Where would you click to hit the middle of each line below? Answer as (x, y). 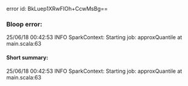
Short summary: (27, 57)
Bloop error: (24, 24)
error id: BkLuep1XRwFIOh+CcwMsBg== (57, 9)
